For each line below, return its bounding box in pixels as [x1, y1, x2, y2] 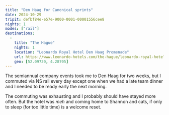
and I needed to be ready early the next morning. [5, 84, 107, 90]
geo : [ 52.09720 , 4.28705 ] [14, 59, 69, 64]
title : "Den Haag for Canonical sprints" [5, 7, 94, 13]
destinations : [5, 31, 35, 36]
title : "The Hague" [14, 40, 55, 45]
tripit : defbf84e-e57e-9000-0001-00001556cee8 [5, 17, 105, 22]
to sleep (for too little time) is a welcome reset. [5, 104, 102, 110]
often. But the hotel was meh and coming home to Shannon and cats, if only [5, 99, 162, 105]
